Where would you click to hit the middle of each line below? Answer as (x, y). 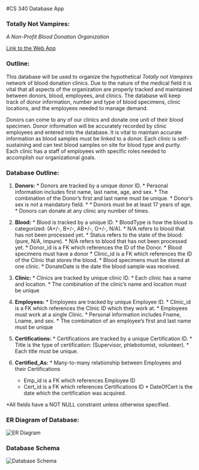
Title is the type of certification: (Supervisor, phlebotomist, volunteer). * (102, 345)
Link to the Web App (31, 48)
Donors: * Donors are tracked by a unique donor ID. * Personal (91, 186)
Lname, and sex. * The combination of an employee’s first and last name (103, 321)
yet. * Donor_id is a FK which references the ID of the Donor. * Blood (98, 247)
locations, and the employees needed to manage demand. (77, 108)
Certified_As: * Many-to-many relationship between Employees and (98, 362)
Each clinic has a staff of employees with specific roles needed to (86, 151)
